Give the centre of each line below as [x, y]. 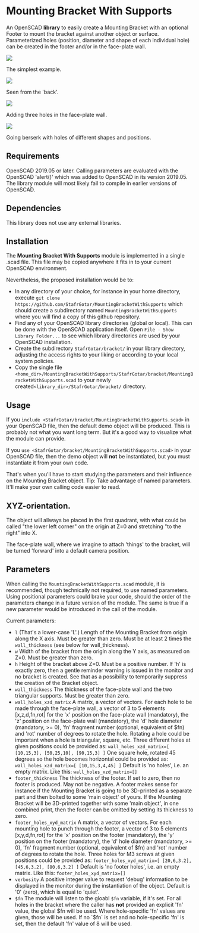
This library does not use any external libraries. [64, 222]
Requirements [33, 156]
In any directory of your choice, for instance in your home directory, [98, 292]
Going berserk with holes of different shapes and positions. [79, 137]
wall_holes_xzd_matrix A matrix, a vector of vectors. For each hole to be [103, 702]
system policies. [34, 361]
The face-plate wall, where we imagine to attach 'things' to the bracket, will [98, 544]
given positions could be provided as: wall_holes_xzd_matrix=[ [92, 746]
